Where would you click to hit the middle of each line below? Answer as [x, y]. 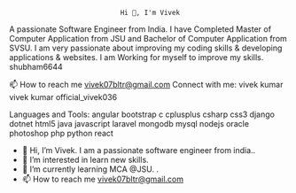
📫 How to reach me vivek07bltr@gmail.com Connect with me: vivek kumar [146, 85]
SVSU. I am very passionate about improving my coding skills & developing [146, 48]
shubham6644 [36, 67]
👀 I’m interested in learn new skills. [85, 160]
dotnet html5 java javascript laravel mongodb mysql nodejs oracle [129, 124]
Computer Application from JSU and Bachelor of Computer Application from [148, 39]
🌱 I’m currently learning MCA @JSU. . [90, 169]
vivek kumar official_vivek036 [63, 97]
